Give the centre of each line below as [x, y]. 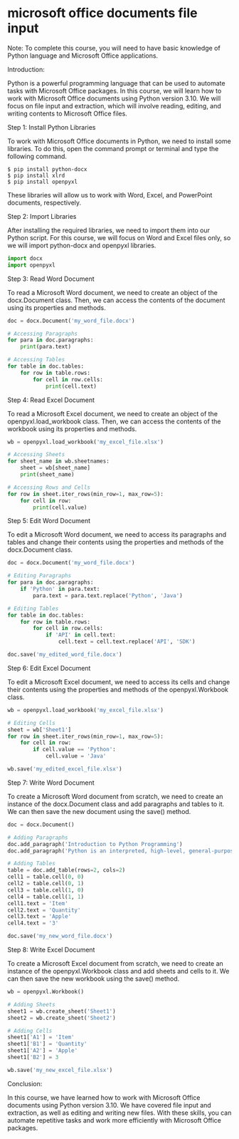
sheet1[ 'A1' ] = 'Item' [41, 1037]
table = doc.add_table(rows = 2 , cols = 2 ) [67, 870]
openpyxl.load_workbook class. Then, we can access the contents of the [114, 421]
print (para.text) [46, 347]
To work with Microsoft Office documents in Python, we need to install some [119, 141]
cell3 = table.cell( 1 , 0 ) [46, 890]
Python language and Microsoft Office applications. [83, 56]
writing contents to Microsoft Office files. [68, 113]
